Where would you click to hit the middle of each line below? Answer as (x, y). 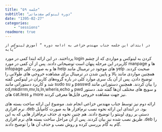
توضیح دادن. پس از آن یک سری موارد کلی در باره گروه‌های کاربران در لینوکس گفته (79, 79)
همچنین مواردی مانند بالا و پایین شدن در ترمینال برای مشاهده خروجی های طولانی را (80, 74)
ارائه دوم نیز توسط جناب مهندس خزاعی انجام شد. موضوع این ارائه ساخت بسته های (80, 104)
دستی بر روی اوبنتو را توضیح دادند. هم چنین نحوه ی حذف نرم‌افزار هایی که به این (77, 114)
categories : (17, 23)
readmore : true (20, 32)
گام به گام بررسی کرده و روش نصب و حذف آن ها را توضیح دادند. (63, 124)
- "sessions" (27, 28)
